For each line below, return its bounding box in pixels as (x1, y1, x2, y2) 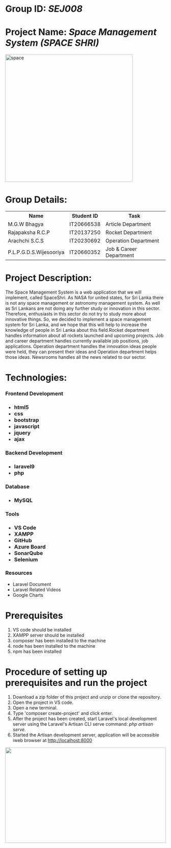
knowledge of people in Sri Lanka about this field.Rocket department (5, 327, 149, 333)
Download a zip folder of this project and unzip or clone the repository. (12, 694, 161, 700)
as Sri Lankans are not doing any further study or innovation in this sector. (5, 305, 160, 311)
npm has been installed (12, 648, 62, 654)
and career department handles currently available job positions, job (5, 338, 149, 344)
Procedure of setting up (5, 666, 108, 678)
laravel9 (14, 463, 35, 470)
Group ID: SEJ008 (5, 3, 83, 15)
